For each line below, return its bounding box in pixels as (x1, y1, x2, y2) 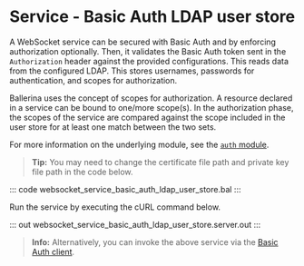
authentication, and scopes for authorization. (9, 74, 178, 85)
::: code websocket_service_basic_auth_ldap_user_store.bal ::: (9, 183, 241, 194)
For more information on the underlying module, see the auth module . (9, 139, 270, 150)
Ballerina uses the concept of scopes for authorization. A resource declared (9, 93, 293, 103)
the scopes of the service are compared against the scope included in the (9, 112, 286, 123)
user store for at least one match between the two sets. (9, 121, 217, 133)
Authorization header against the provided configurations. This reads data (9, 55, 289, 66)
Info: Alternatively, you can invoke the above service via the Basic (31, 236, 279, 247)
